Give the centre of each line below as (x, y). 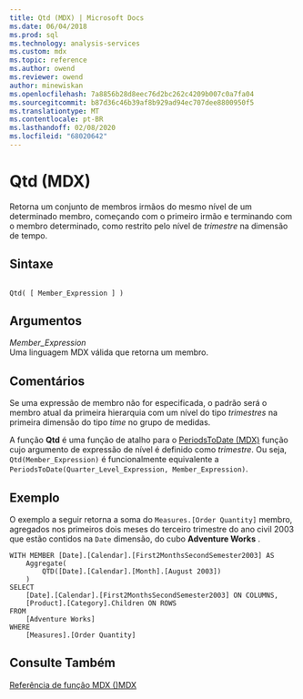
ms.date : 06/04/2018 (49, 26)
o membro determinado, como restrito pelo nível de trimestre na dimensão (149, 226)
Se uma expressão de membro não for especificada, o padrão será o (138, 403)
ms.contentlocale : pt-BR (56, 119)
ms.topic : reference (49, 60)
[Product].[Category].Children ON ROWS (101, 603)
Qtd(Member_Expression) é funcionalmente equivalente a (115, 460)
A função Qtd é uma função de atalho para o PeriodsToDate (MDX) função (149, 440)
